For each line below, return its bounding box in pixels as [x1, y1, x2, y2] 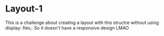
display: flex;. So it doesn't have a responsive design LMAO [5, 24, 129, 30]
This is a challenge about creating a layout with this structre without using [5, 19, 159, 25]
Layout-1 [5, 3, 43, 14]
